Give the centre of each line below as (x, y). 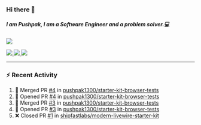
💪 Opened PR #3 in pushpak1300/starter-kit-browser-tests (87, 109)
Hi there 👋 (21, 10)
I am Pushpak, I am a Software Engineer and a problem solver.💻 (88, 24)
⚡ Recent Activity (32, 75)
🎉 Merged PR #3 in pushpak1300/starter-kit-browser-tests (87, 103)
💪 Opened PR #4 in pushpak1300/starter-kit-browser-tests (87, 97)
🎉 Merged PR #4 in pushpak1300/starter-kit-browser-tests (87, 90)
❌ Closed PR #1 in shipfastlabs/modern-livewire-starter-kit (87, 115)
